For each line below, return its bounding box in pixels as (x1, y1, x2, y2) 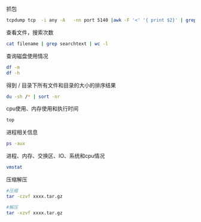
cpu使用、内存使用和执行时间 (6, 105, 79, 112)
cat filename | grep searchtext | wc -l (6, 41, 109, 47)
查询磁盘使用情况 (6, 52, 48, 59)
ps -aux (6, 140, 26, 147)
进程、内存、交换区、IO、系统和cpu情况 (6, 152, 105, 160)
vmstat (6, 164, 23, 170)
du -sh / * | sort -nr (6, 94, 60, 100)
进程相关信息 (6, 128, 38, 136)
